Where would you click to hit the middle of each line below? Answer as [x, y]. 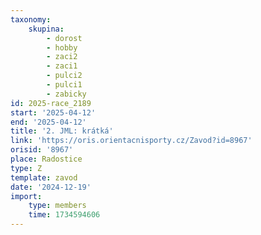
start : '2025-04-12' [53, 112]
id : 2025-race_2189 [51, 103]
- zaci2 [62, 57]
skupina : [46, 29]
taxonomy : [31, 19]
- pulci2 [64, 76]
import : [26, 196]
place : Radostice [46, 159]
